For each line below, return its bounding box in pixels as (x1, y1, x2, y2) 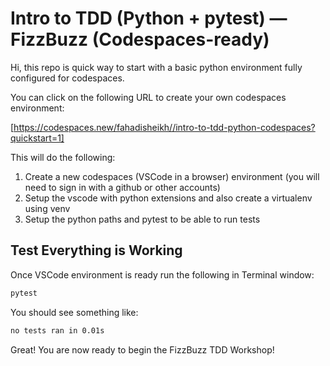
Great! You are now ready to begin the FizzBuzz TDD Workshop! (10, 343, 275, 356)
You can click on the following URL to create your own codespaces (10, 91, 287, 103)
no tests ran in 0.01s (10, 325, 105, 336)
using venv (24, 202, 71, 214)
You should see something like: (10, 306, 139, 318)
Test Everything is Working (10, 242, 183, 259)
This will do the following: (10, 151, 116, 163)
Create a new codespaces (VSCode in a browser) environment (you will (24, 170, 320, 182)
